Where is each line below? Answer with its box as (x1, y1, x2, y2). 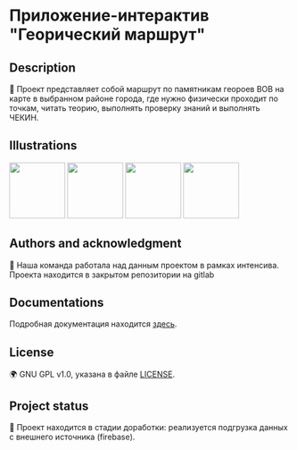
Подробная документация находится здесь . (9, 318, 177, 329)
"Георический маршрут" (9, 24, 206, 45)
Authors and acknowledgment (9, 236, 182, 251)
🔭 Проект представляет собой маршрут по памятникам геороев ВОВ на (9, 84, 285, 94)
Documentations (9, 295, 104, 310)
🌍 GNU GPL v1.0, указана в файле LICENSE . (9, 369, 176, 380)
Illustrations (9, 138, 78, 153)
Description (9, 60, 76, 75)
